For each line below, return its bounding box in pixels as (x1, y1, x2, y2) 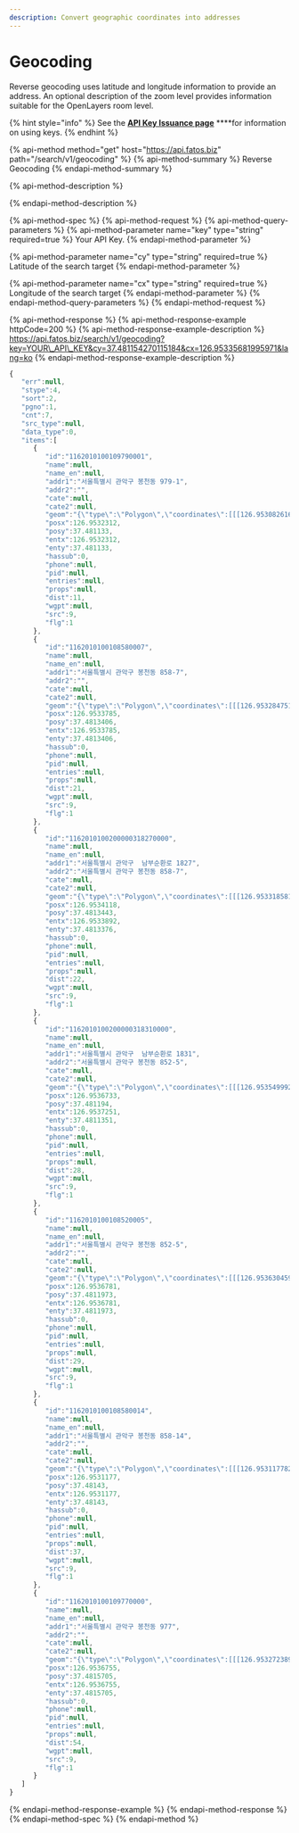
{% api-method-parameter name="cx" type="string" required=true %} (9, 278, 269, 288)
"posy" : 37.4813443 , (44, 908, 117, 917)
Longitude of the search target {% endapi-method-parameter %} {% (9, 287, 261, 298)
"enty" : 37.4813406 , (44, 734, 117, 743)
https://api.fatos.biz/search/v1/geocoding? (9, 333, 166, 344)
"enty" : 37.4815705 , (44, 1688, 117, 1697)
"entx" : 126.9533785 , (44, 726, 122, 735)
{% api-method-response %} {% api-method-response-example (9, 314, 246, 325)
